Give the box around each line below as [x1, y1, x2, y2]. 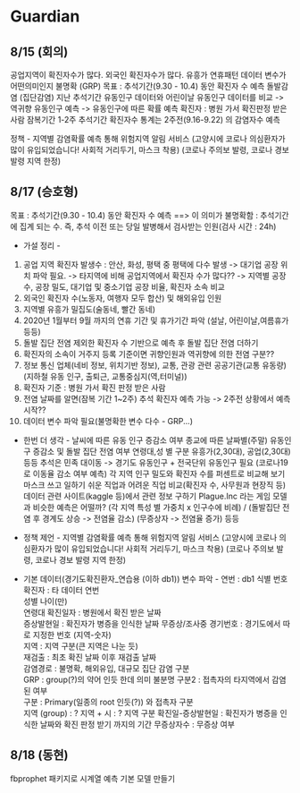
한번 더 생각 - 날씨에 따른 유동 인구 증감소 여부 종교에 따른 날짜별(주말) [22, 434, 269, 445]
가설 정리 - [22, 240, 61, 251]
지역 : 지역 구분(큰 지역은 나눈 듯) [22, 640, 139, 651]
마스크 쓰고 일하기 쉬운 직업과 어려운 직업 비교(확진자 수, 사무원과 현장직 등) [22, 479, 287, 490]
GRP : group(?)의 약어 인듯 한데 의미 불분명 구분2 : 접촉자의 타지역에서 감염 [22, 674, 287, 685]
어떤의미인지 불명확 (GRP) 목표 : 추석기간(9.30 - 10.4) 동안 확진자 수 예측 [10, 81, 265, 91]
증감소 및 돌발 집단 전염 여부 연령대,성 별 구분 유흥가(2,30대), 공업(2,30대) [32, 446, 291, 456]
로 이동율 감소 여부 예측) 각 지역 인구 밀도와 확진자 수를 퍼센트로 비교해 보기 [22, 468, 286, 479]
